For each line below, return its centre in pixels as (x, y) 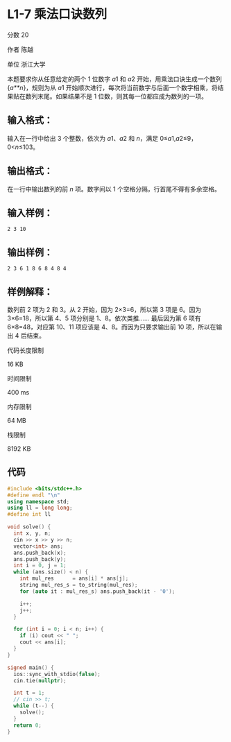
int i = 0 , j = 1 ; (40, 566)
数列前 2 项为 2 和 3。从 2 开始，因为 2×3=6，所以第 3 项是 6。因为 (104, 310)
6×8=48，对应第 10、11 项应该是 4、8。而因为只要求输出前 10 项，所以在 (112, 327)
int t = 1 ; (29, 693)
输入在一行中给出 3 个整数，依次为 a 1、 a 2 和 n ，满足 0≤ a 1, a (94, 138)
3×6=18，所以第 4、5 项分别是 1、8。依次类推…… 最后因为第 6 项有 (104, 318)
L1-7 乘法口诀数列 (57, 14)
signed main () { (31, 667)
